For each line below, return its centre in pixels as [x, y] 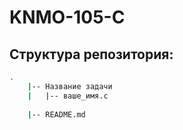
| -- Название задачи [70, 86]
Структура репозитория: [91, 54]
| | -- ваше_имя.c [68, 96]
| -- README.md [56, 114]
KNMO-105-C [67, 17]
